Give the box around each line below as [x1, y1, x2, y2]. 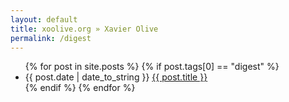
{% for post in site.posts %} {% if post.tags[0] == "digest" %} [24, 61, 280, 73]
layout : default [10, 14, 78, 25]
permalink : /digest [10, 33, 92, 43]
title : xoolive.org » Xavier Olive [10, 24, 159, 34]
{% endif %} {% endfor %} [24, 82, 136, 94]
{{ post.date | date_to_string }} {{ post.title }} [24, 71, 208, 83]
